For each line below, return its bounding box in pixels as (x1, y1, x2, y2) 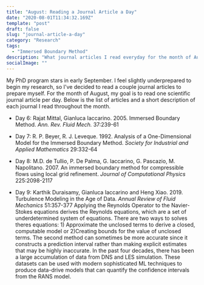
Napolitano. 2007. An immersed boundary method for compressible (15, 164, 184, 171)
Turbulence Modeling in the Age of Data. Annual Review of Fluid (15, 195, 176, 202)
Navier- (171, 202, 190, 209)
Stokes (15, 208, 33, 215)
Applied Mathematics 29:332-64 (15, 146, 98, 153)
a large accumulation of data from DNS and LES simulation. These (15, 253, 180, 261)
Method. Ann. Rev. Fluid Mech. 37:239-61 (15, 121, 120, 128)
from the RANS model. (15, 272, 72, 280)
